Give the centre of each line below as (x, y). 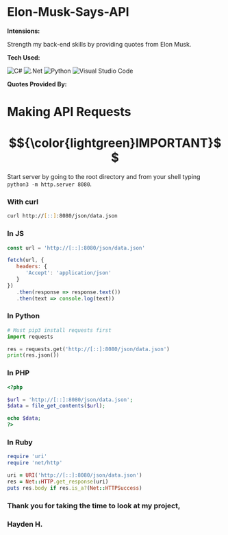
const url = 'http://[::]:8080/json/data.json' (76, 248)
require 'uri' (27, 457)
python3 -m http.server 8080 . (50, 184)
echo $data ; (24, 418)
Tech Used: (24, 57)
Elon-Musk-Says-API (68, 12)
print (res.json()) (33, 355)
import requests (30, 337)
